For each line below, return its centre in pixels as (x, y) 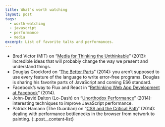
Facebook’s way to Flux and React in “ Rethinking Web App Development (86, 87)
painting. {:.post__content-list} (43, 119)
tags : (11, 19)
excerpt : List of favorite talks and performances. (59, 42)
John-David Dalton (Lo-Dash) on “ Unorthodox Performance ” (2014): (82, 98)
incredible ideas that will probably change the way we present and (80, 61)
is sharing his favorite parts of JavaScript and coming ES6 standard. (82, 82)
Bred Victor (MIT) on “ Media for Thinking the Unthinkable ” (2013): (79, 56)
